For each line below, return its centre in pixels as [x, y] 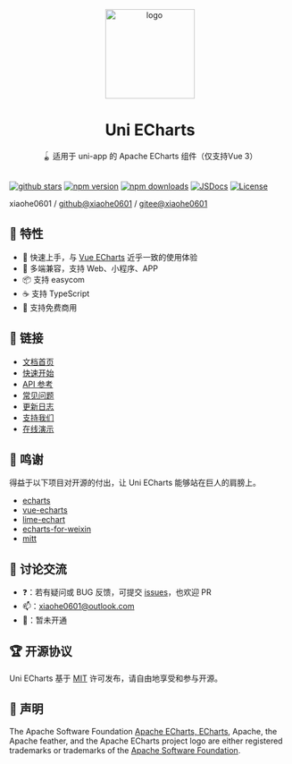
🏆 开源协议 [41, 651]
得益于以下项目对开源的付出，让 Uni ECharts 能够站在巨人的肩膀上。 [135, 483]
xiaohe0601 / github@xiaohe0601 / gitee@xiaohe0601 [108, 203]
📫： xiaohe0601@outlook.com [78, 607]
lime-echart [43, 520]
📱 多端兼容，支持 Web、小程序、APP [90, 268]
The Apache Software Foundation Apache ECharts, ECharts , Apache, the [143, 731]
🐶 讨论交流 [38, 569]
